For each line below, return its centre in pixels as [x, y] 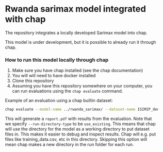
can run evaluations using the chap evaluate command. [67, 91]
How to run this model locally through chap [57, 60]
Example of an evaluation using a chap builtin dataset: [59, 101]
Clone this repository [33, 81]
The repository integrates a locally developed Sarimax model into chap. [76, 33]
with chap [25, 19]
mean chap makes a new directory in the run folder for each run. [70, 145]
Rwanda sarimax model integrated [76, 9]
